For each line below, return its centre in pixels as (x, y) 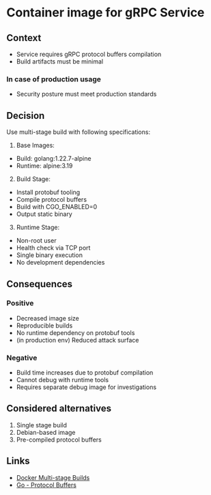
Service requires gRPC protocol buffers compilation (89, 54)
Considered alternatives (59, 409)
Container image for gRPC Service (105, 13)
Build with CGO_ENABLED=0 (57, 207)
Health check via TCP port (53, 248)
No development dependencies (60, 263)
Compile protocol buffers (51, 200)
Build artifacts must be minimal (60, 62)
